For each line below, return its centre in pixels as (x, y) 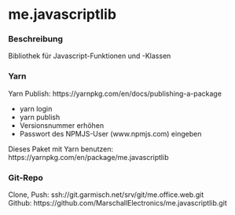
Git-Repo (26, 177)
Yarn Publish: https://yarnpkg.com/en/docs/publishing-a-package (115, 93)
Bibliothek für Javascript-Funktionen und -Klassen (90, 56)
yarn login (36, 108)
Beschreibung (36, 39)
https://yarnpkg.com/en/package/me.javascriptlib (88, 157)
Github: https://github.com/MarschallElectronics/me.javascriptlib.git (118, 203)
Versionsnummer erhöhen (62, 125)
